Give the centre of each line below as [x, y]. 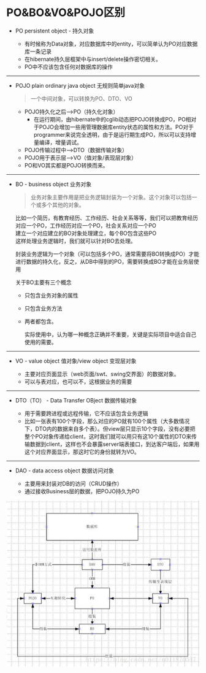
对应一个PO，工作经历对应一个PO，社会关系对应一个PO [86, 225]
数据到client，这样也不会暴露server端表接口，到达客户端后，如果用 [115, 444]
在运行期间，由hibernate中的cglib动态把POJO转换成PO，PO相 [112, 119]
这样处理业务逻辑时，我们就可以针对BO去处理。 [75, 240]
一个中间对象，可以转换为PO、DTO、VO [82, 98]
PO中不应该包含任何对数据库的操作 [69, 67]
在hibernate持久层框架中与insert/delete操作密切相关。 [93, 59]
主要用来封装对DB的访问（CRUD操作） [73, 483]
